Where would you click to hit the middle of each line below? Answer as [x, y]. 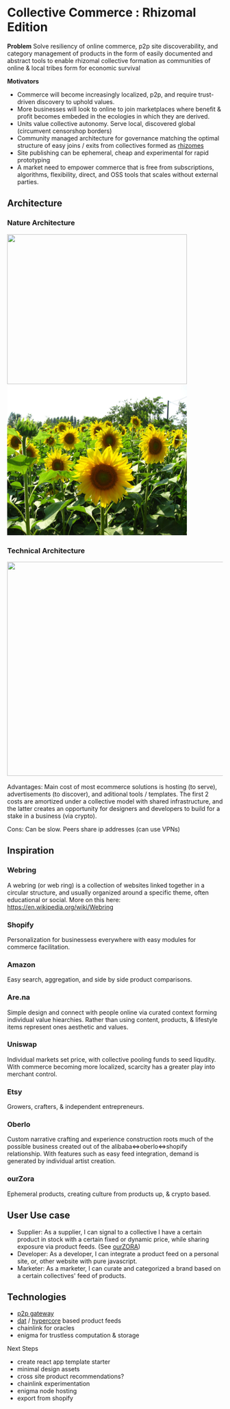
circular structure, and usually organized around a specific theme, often [108, 893]
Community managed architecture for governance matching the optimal [118, 138]
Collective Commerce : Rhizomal [102, 13]
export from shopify [45, 1398]
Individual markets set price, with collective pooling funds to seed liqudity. [112, 1059]
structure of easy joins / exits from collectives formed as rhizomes [110, 145]
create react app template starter [64, 1362]
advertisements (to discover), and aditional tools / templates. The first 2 [108, 794]
